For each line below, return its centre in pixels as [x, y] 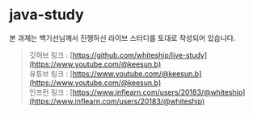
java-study [46, 15]
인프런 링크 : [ [51, 92]
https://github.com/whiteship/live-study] [140, 55]
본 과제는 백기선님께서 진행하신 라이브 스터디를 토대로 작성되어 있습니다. [122, 38]
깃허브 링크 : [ [51, 55]
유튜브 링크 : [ [51, 73]
